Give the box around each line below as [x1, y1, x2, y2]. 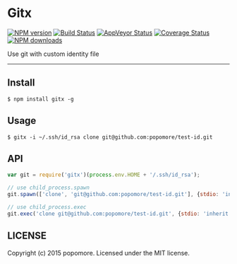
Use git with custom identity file [7, 50, 99, 58]
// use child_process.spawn [7, 184, 90, 192]
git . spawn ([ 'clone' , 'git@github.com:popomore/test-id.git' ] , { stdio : [7, 191, 219, 198]
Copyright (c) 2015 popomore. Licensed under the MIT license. [7, 248, 190, 257]
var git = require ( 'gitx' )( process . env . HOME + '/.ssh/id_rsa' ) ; [7, 171, 200, 178]
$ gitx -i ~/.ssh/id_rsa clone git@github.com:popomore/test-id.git [7, 133, 213, 141]
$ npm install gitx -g [7, 96, 74, 103]
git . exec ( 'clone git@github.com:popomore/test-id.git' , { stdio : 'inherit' [7, 210, 232, 217]
